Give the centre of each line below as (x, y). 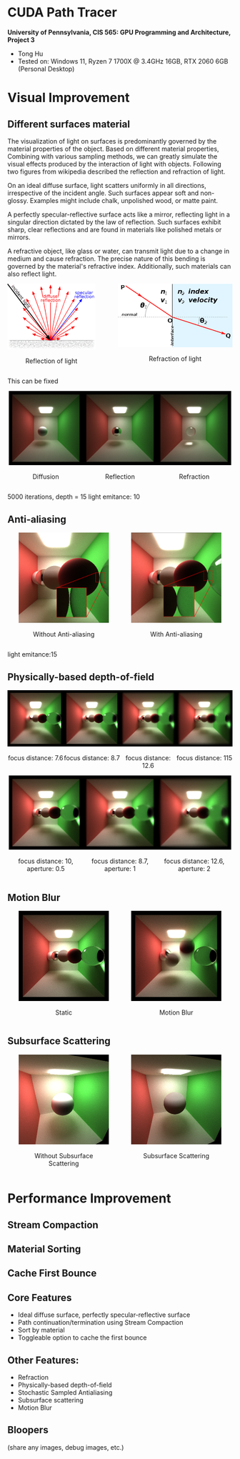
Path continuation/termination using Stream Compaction (100, 1323)
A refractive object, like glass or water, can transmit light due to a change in (119, 251)
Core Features (40, 1298)
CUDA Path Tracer (62, 13)
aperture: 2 (194, 869)
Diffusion (46, 477)
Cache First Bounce (52, 1274)
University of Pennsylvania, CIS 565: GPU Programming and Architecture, (119, 32)
